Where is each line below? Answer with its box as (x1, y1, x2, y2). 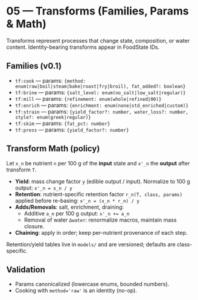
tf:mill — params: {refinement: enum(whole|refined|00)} (14, 95, 162, 102)
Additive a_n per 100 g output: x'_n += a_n (24, 209, 130, 217)
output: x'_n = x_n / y (14, 184, 72, 191)
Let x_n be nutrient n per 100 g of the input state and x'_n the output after (6, 159, 190, 167)
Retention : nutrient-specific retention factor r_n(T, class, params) (14, 190, 183, 197)
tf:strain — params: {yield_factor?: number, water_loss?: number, (14, 107, 189, 115)
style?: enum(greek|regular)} (14, 114, 92, 120)
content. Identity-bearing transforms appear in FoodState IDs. (6, 43, 160, 51)
